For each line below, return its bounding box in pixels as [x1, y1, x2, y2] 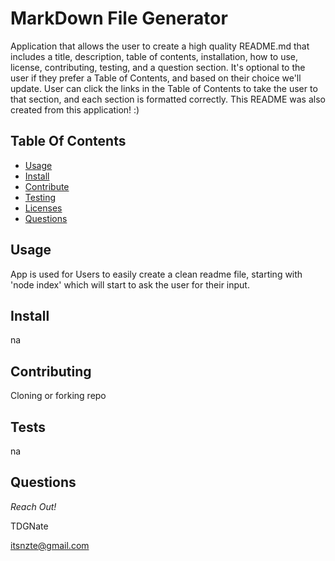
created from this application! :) [10, 103, 140, 116]
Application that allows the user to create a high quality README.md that [10, 40, 310, 52]
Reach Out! [10, 500, 57, 512]
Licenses [24, 202, 63, 214]
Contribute [24, 180, 70, 192]
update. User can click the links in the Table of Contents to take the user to [10, 82, 318, 94]
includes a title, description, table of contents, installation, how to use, [10, 50, 299, 62]
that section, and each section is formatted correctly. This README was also [10, 93, 326, 105]
